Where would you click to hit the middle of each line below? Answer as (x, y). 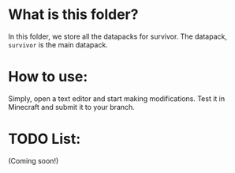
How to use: (48, 77)
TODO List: (45, 139)
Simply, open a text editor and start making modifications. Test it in (117, 98)
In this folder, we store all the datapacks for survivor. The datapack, (117, 36)
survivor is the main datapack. (58, 44)
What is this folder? (73, 15)
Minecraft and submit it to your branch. (72, 107)
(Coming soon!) (34, 160)
